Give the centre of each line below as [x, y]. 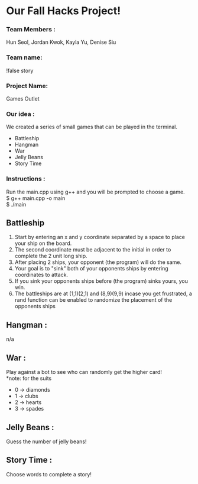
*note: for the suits [29, 378]
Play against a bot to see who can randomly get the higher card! [84, 372]
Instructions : [26, 179]
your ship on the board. [43, 243]
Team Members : [31, 30]
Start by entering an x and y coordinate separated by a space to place [100, 237]
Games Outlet [23, 99]
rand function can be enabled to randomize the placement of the [93, 300]
